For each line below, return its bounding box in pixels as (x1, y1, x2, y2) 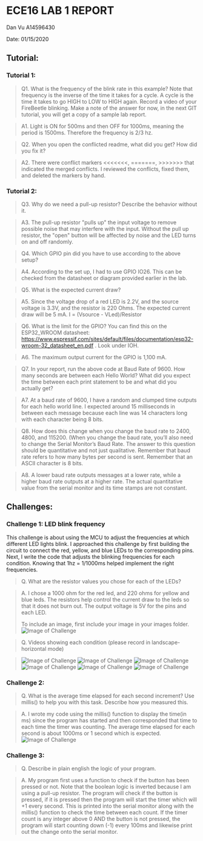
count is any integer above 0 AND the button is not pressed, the (21, 816, 181, 823)
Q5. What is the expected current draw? (21, 286, 121, 293)
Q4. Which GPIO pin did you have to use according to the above (21, 250, 181, 257)
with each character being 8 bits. (21, 416, 104, 423)
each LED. (21, 608, 47, 616)
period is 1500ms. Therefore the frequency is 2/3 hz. (21, 128, 153, 136)
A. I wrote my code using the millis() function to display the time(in (21, 710, 187, 717)
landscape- (151, 639, 181, 646)
